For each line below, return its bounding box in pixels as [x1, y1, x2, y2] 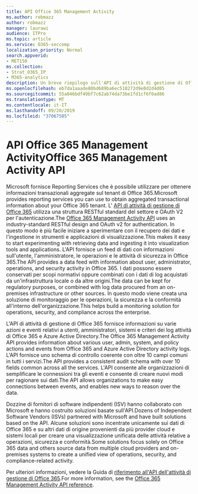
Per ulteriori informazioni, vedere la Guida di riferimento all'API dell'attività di [6, 469, 192, 476]
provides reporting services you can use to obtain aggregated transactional [6, 196, 190, 203]
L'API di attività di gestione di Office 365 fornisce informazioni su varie [6, 320, 177, 327]
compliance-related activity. [6, 457, 74, 464]
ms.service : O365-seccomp [6, 42, 70, 48]
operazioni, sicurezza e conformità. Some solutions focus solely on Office [6, 438, 184, 446]
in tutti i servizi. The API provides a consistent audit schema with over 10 [6, 358, 180, 365]
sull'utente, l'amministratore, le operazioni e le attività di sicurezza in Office [6, 252, 189, 259]
